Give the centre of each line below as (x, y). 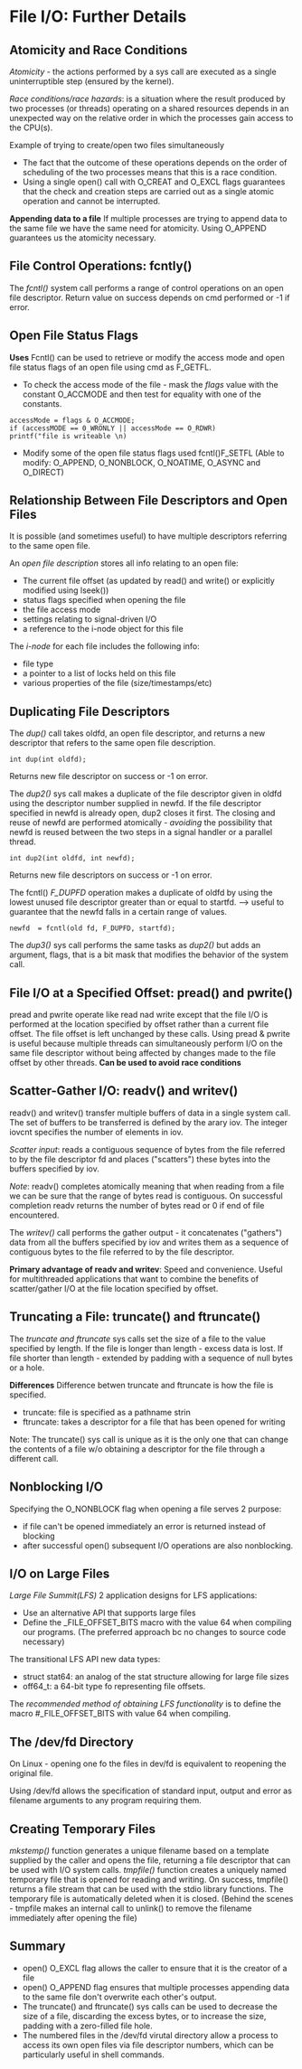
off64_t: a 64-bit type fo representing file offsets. (114, 1687)
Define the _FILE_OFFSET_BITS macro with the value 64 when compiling (157, 1622)
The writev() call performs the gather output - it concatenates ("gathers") (146, 1232)
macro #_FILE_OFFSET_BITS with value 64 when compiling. (120, 1714)
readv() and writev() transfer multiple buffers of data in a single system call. (150, 1113)
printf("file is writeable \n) (68, 436)
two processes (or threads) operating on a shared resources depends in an (149, 108)
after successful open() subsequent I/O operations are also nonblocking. (158, 1545)
